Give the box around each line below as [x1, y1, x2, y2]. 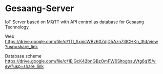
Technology [5, 24, 29, 30]
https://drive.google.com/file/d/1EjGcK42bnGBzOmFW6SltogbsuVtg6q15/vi [5, 58, 157, 64]
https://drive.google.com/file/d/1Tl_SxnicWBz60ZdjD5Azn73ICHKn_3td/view [5, 38, 159, 44]
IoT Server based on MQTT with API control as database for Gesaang [5, 19, 144, 25]
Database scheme [5, 53, 41, 59]
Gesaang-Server [5, 3, 74, 14]
